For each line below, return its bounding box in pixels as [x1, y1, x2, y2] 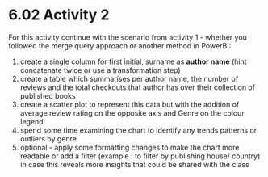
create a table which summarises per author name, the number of [19, 74, 239, 83]
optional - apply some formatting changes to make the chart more [19, 142, 240, 152]
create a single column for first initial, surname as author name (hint [19, 57, 248, 66]
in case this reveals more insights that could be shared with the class [19, 159, 250, 169]
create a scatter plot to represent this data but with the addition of [19, 99, 240, 109]
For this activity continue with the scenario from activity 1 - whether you [8, 32, 248, 42]
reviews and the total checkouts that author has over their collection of [19, 82, 256, 92]
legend [19, 116, 44, 126]
